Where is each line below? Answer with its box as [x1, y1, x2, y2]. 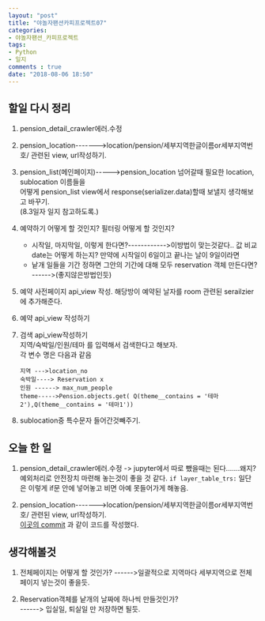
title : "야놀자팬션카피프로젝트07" [8, 19, 108, 27]
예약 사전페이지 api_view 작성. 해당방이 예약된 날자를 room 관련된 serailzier [19, 287, 255, 296]
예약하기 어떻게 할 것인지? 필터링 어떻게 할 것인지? [19, 224, 176, 233]
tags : [8, 41, 26, 49]
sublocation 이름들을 [19, 177, 85, 186]
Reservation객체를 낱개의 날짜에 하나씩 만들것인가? [19, 594, 179, 604]
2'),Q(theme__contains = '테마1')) [19, 401, 134, 409]
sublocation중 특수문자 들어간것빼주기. [19, 416, 141, 425]
